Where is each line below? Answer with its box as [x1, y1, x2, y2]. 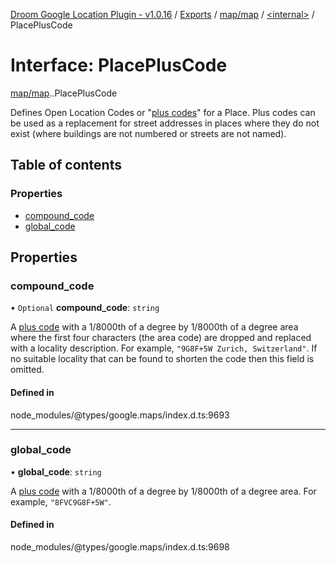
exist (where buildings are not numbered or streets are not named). [10, 127, 287, 139]
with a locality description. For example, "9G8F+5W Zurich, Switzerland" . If [10, 342, 318, 354]
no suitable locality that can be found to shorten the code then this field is [10, 353, 315, 365]
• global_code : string [10, 465, 102, 478]
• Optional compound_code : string [10, 302, 160, 314]
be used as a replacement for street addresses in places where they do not [10, 117, 320, 129]
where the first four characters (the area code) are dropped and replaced [10, 332, 312, 344]
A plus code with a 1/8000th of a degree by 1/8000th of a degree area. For [10, 485, 317, 497]
